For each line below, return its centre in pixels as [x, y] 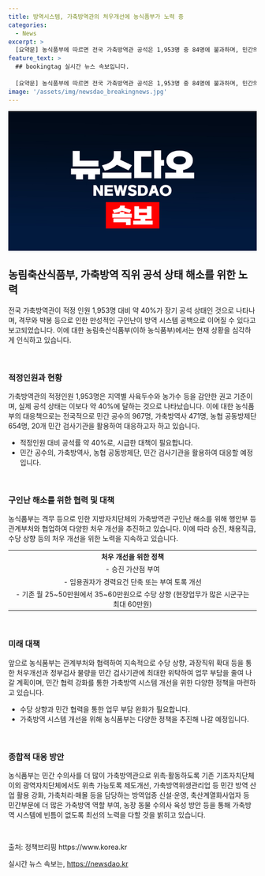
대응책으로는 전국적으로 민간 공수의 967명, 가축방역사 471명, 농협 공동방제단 [140, 416]
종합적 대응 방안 [36, 757]
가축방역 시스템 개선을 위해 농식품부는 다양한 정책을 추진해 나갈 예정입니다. [134, 719]
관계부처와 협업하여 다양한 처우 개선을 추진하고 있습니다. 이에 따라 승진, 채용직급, [132, 528]
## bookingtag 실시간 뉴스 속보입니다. [73, 67]
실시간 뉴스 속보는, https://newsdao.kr [68, 864]
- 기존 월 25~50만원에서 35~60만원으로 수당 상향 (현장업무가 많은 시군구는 [132, 594]
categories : [28, 25]
